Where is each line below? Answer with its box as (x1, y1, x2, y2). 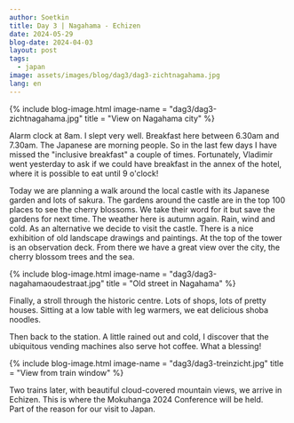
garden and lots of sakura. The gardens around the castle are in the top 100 (9, 195, 286, 205)
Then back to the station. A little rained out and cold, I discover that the (9, 331, 269, 342)
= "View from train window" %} (9, 367, 124, 378)
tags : (9, 54, 29, 63)
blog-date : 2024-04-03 (9, 37, 93, 47)
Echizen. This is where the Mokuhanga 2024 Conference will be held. (9, 394, 264, 404)
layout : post (9, 46, 58, 55)
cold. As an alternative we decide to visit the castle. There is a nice (9, 223, 254, 234)
